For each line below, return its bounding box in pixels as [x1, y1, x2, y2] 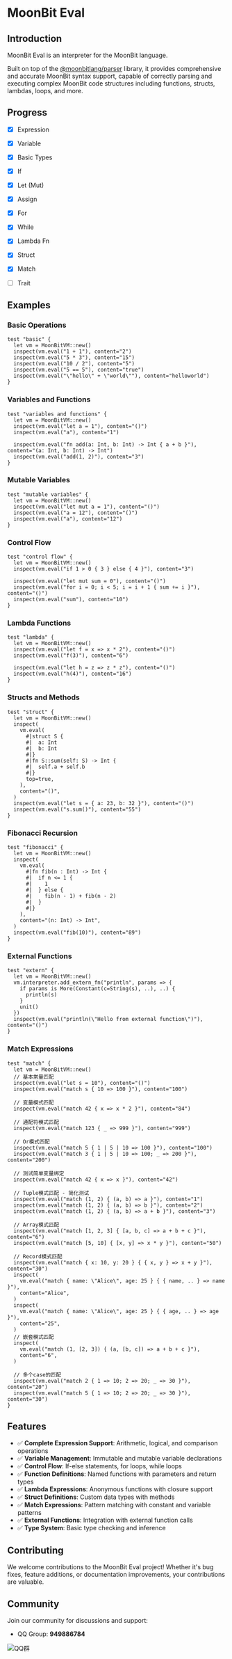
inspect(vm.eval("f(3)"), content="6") [13, 652, 129, 659]
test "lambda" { [7, 634, 54, 641]
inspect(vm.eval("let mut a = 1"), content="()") [13, 503, 160, 510]
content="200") [7, 1157, 51, 1164]
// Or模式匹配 [13, 1138, 50, 1145]
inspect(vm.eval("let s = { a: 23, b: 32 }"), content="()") [13, 800, 194, 807]
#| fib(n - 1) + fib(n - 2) [25, 893, 117, 900]
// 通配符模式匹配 [13, 1118, 60, 1125]
